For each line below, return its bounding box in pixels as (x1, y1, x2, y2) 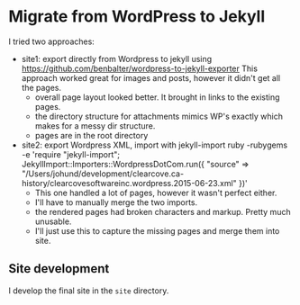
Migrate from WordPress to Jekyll (8, 6, 266, 27)
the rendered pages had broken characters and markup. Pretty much (34, 206, 291, 217)
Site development (8, 261, 110, 276)
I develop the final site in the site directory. (8, 285, 169, 296)
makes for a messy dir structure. (34, 120, 156, 131)
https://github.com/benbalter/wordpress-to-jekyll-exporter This (21, 63, 259, 74)
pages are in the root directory (34, 130, 149, 140)
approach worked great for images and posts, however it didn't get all (21, 72, 281, 83)
